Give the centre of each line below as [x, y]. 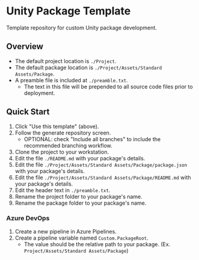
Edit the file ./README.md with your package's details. [80, 158]
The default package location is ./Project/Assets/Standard [88, 67]
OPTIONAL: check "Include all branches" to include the [92, 139]
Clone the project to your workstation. [62, 152]
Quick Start [28, 112]
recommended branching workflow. [68, 145]
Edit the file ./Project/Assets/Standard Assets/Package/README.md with [103, 177]
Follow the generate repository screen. [63, 133]
